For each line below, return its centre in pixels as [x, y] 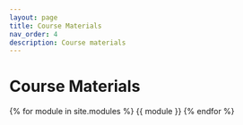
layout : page [34, 17]
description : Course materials [68, 42]
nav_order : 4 [34, 34]
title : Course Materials [56, 26]
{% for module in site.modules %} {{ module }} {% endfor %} [122, 112]
